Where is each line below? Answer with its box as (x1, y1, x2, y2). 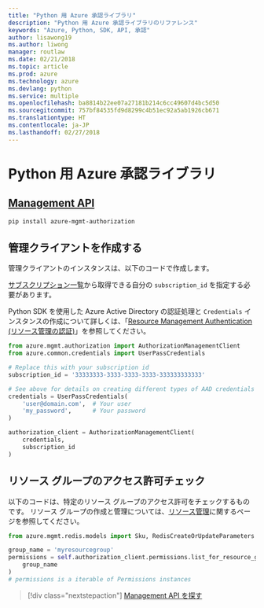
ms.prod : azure (8, 70, 58, 78)
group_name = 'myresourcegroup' (8, 546, 114, 555)
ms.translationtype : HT (8, 114, 86, 122)
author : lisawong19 (8, 33, 72, 42)
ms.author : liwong (8, 41, 68, 49)
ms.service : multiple (8, 92, 79, 100)
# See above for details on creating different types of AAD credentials (8, 385, 255, 393)
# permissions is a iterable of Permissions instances (8, 575, 192, 583)
